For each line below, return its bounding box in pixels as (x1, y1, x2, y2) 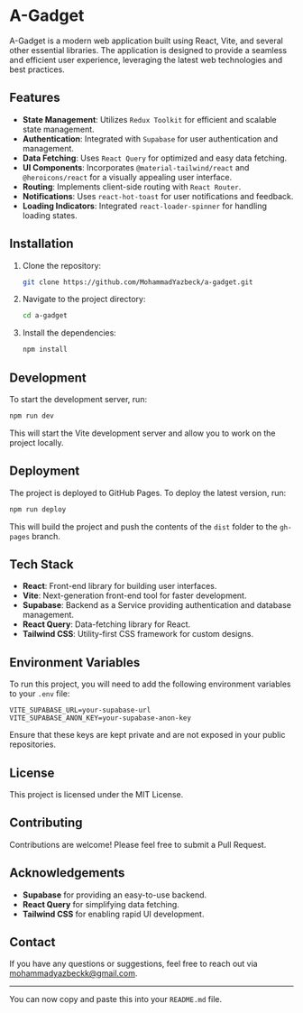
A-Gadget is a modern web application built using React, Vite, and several (9, 35, 284, 46)
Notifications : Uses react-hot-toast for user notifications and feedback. (22, 190, 294, 201)
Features (9, 90, 60, 106)
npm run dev (9, 411, 54, 420)
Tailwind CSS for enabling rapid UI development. (22, 908, 205, 919)
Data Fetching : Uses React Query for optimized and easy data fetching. (22, 152, 288, 163)
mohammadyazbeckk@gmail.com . (9, 968, 138, 979)
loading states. (22, 209, 78, 221)
